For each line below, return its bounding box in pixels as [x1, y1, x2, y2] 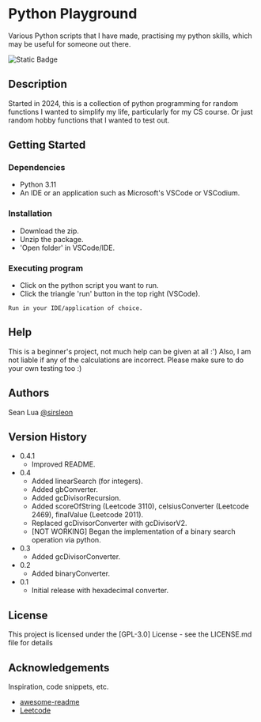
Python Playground [8, 5, 138, 23]
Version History [8, 430, 87, 444]
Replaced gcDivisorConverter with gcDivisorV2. [31, 519, 187, 528]
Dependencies [8, 162, 66, 173]
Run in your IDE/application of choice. [8, 304, 144, 312]
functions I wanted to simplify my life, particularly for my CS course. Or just [8, 107, 253, 116]
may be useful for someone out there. [8, 39, 131, 48]
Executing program [8, 263, 84, 274]
